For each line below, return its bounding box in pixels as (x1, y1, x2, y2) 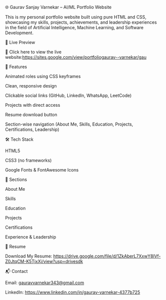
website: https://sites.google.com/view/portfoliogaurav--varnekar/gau (5, 54, 147, 60)
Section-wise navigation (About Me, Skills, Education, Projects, (5, 121, 133, 127)
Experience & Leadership (5, 234, 56, 240)
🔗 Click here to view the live (5, 49, 62, 55)
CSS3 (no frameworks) (5, 158, 52, 163)
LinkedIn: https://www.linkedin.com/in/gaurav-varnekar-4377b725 (5, 289, 140, 295)
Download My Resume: (5, 253, 52, 259)
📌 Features (5, 64, 27, 70)
